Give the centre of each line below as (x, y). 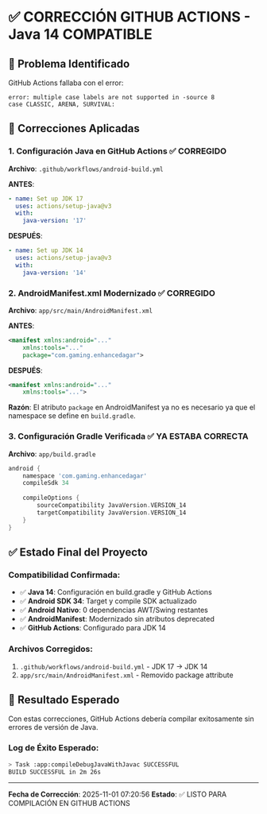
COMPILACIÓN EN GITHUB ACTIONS (70, 804)
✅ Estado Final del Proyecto (78, 552)
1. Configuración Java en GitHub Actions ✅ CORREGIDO (118, 151)
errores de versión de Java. (53, 727)
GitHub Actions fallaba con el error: (66, 83)
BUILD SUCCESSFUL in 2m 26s (55, 772)
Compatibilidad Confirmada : (64, 575)
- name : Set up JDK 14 (46, 250)
